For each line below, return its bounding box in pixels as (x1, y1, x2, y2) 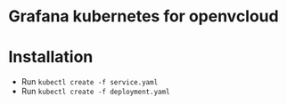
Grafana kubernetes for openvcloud (8, 6, 279, 27)
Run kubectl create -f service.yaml (20, 77, 159, 87)
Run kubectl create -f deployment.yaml (20, 86, 170, 97)
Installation (8, 47, 94, 68)
